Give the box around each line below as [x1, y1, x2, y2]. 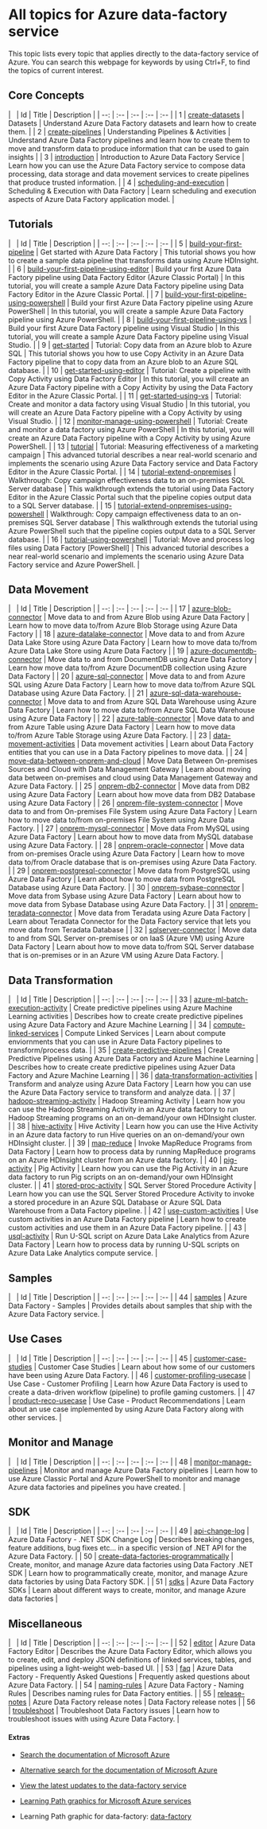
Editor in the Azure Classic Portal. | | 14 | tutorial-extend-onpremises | [8, 467, 236, 477]
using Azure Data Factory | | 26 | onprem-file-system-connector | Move [8, 798, 243, 808]
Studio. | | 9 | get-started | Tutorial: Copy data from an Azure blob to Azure [8, 340, 253, 349]
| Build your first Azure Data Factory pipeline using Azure [67, 298, 253, 307]
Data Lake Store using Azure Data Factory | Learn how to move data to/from [8, 638, 257, 648]
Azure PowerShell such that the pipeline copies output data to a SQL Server [8, 526, 256, 535]
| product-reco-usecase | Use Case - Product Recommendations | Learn [8, 1395, 246, 1405]
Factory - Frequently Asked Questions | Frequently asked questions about [8, 1672, 250, 1682]
